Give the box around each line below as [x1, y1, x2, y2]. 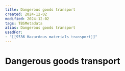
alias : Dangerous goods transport [5, 25, 76, 30]
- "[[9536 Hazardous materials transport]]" [5, 35, 98, 40]
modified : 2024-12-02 [5, 16, 50, 21]
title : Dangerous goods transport [5, 7, 76, 12]
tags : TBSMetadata [5, 21, 43, 26]
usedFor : [5, 30, 23, 35]
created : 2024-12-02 [5, 12, 48, 17]
